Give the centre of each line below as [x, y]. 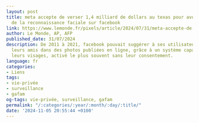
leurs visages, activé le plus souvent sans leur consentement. [92, 56]
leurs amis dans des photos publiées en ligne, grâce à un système [97, 50]
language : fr [22, 61]
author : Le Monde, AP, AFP [39, 34]
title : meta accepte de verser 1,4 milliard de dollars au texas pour [95, 17]
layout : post [22, 12]
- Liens [16, 72]
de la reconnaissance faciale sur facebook [66, 22]
